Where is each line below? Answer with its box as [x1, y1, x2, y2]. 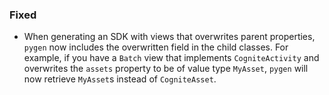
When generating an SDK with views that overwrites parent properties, [23, 31, 316, 43]
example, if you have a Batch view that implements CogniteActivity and [23, 52, 320, 64]
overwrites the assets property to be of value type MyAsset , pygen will [23, 63, 309, 75]
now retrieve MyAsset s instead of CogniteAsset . [23, 73, 217, 85]
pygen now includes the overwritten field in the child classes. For [23, 41, 289, 53]
